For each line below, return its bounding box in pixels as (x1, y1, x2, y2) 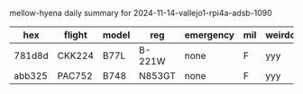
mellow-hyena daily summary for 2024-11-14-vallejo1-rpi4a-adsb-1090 (9, 8, 272, 18)
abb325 (14, 70, 48, 81)
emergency (184, 29, 234, 41)
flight (63, 29, 87, 41)
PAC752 (57, 70, 93, 81)
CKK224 (57, 49, 95, 62)
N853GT (138, 70, 176, 81)
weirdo (265, 29, 296, 41)
